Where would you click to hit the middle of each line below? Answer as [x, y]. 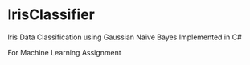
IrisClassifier [51, 15]
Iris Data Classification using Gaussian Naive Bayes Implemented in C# [125, 37]
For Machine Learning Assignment [64, 52]
